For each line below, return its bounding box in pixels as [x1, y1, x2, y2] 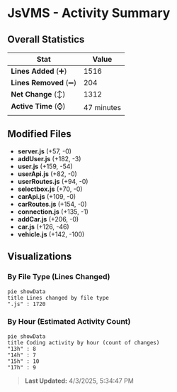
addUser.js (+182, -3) [17, 154, 81, 163]
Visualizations [7, 251, 72, 263]
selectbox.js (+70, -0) [17, 185, 83, 193]
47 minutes [83, 102, 122, 112]
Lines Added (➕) [11, 66, 67, 76]
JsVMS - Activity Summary [7, 5, 171, 21]
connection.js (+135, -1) [17, 207, 88, 216]
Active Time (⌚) [11, 102, 66, 111]
